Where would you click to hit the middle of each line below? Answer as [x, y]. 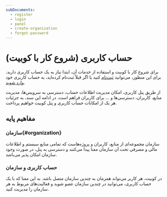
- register [21, 15]
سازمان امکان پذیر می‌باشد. [31, 154]
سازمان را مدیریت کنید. [27, 189]
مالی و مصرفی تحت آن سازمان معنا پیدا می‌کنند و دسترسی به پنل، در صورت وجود [81, 149]
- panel [18, 24]
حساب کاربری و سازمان [31, 167]
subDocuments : [20, 10]
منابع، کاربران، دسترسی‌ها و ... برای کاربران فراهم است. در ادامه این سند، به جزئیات [84, 97]
